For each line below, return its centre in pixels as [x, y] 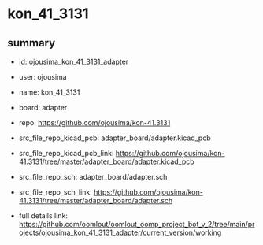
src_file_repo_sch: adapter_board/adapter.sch [93, 177]
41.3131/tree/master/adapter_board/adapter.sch [96, 200]
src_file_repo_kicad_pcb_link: [66, 153]
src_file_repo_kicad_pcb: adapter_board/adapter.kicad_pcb [115, 138]
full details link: [43, 216]
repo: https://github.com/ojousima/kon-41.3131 [94, 122]
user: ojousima [43, 77]
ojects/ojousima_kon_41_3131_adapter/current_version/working [120, 232]
